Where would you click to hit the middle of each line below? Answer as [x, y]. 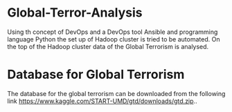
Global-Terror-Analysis [75, 13]
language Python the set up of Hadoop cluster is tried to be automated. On [114, 39]
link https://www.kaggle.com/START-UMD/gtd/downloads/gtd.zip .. [102, 101]
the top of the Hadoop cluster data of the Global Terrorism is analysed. [108, 46]
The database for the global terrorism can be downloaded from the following [116, 93]
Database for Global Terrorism [96, 75]
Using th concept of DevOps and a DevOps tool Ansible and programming [113, 32]
